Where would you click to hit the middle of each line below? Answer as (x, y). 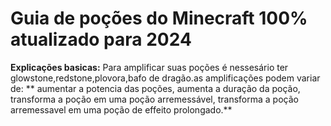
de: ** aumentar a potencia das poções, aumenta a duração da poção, (155, 88)
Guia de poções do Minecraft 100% (159, 18)
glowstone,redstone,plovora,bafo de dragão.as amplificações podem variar (165, 78)
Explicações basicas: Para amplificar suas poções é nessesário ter (149, 67)
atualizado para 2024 (101, 39)
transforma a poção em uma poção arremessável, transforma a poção (154, 99)
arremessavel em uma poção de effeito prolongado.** (121, 109)
